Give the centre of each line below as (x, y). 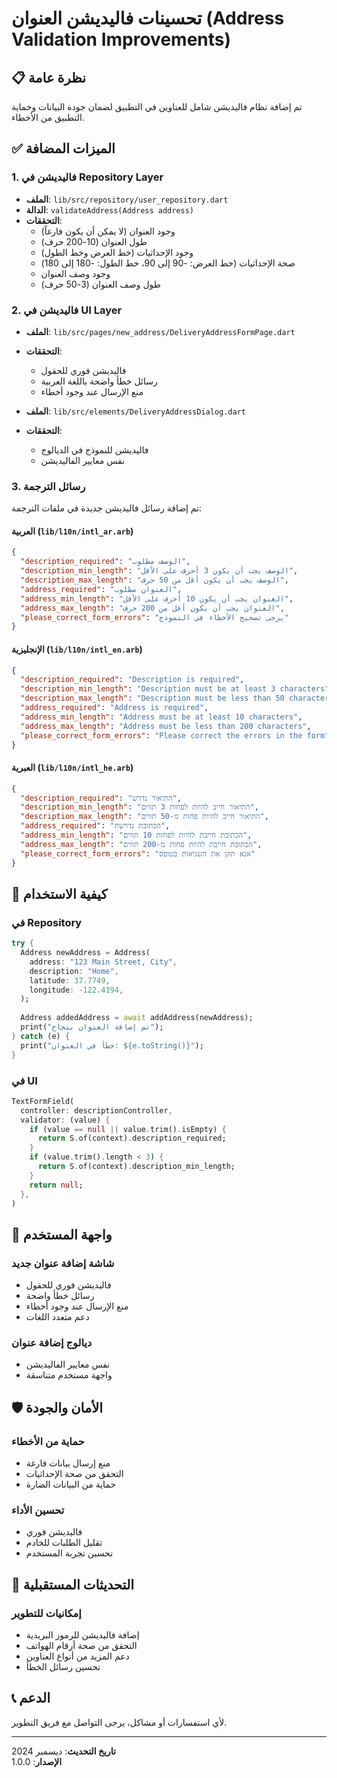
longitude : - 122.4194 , (76, 990)
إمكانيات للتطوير (46, 1613)
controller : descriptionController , (96, 1110)
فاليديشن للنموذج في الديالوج (94, 449)
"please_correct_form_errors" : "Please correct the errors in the (161, 735)
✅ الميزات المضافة (63, 148)
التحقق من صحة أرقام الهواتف (81, 1646)
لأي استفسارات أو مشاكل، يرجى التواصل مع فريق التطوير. (119, 1722)
